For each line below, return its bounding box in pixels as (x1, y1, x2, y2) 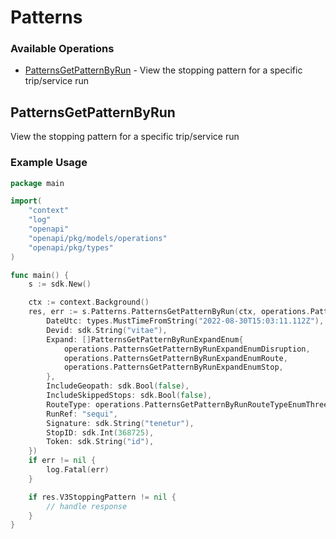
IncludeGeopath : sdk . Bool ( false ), (46, 381, 190, 391)
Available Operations (10, 42, 115, 56)
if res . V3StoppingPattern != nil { (28, 492, 177, 502)
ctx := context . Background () (28, 297, 150, 308)
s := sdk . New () (28, 279, 92, 290)
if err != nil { (28, 456, 97, 466)
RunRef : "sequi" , (46, 409, 118, 419)
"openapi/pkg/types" (28, 242, 114, 253)
